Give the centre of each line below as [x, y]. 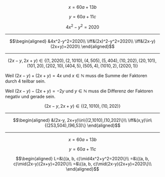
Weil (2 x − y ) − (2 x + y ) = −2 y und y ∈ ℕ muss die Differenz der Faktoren [79, 91]
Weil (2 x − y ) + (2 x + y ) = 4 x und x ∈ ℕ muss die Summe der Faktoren [76, 75]
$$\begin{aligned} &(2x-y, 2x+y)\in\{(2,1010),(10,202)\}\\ [70, 120]
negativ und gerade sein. [30, 96]
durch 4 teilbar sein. [25, 81]
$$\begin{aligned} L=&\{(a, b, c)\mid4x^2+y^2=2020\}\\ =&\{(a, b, [82, 158]
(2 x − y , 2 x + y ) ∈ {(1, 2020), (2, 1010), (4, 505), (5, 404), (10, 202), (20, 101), [82, 60]
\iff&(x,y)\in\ [140, 120]
